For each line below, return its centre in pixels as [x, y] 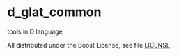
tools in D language [35, 31]
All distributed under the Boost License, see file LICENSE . [89, 45]
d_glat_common [54, 12]
